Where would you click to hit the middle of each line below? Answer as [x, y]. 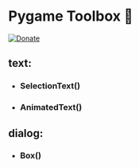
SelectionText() [50, 86]
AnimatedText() [51, 107]
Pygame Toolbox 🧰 [71, 16]
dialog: [26, 133]
